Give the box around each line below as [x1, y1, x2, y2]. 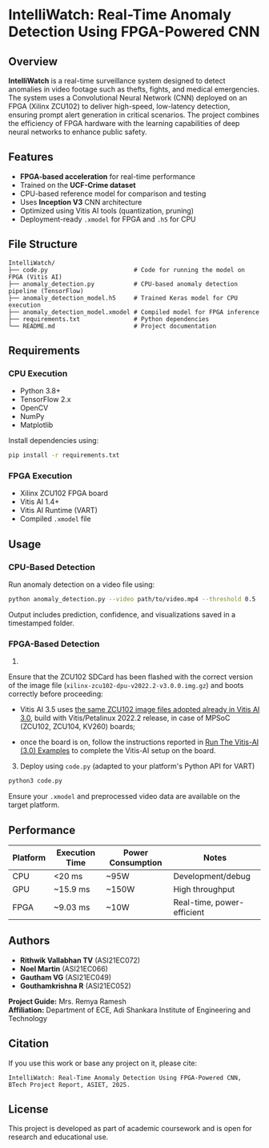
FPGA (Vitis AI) [8, 273, 62, 281]
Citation [8, 1037, 50, 1051]
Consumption [109, 857, 163, 869]
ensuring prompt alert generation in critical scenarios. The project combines [8, 110, 260, 120]
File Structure [8, 238, 78, 251]
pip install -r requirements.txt [8, 451, 120, 459]
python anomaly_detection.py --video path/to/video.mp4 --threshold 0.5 [8, 596, 256, 604]
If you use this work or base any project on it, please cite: [8, 1058, 198, 1068]
